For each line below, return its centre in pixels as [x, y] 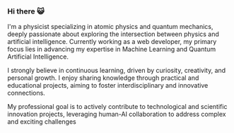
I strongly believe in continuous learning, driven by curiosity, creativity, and [117, 71]
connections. [27, 93]
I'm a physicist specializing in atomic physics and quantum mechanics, [110, 27]
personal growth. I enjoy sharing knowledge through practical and [103, 78]
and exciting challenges [42, 122]
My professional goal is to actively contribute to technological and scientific [117, 107]
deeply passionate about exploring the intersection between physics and [113, 34]
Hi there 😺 [26, 11]
